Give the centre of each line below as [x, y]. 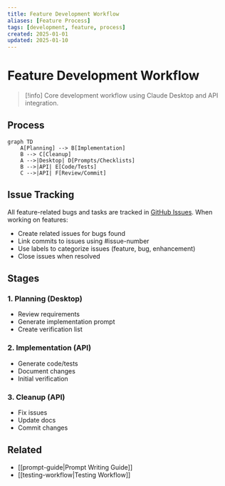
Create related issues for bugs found [72, 233]
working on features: [38, 219]
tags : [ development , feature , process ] [67, 27]
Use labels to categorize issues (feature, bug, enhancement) [106, 248]
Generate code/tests [48, 363]
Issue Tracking [41, 195]
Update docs [37, 420]
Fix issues [32, 412]
